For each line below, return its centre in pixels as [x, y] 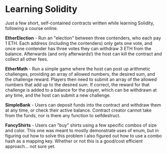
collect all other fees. [27, 59]
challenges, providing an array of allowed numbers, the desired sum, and [80, 74]
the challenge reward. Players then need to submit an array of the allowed [81, 79]
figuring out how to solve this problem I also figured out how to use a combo [83, 136]
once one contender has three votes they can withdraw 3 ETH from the [78, 48]
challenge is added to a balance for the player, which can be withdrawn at [81, 90]
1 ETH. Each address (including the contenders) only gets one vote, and [79, 43]
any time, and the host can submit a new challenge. [58, 95]
